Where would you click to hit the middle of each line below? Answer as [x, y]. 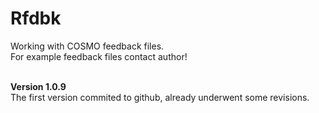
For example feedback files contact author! [99, 56]
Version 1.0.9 [38, 86]
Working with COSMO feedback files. [87, 46]
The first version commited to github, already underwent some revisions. [160, 97]
